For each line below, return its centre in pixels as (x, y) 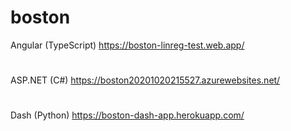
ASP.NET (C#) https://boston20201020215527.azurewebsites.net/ (145, 80)
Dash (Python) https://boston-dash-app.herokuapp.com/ (127, 115)
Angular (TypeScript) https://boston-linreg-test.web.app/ (127, 45)
